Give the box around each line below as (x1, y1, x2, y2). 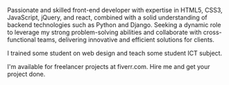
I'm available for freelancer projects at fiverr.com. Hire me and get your (7, 63, 210, 70)
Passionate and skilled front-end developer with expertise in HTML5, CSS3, (7, 6, 223, 14)
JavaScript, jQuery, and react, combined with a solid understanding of (7, 13, 207, 22)
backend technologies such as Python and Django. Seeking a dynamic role (7, 21, 221, 29)
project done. (7, 70, 46, 78)
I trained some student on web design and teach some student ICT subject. (7, 49, 223, 57)
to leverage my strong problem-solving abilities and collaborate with (7, 28, 202, 36)
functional (7, 36, 36, 44)
